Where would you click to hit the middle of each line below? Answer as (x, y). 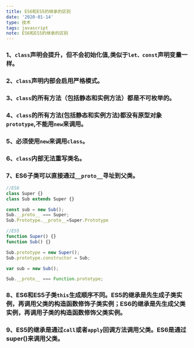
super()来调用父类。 (35, 339)
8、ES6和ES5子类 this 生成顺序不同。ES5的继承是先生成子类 (91, 295)
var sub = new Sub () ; (33, 268)
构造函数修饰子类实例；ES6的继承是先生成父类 (120, 304)
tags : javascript (27, 28)
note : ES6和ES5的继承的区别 (37, 33)
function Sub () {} (28, 242)
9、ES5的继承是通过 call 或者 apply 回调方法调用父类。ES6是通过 (96, 330)
